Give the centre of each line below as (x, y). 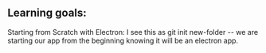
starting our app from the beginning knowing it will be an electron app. (123, 40)
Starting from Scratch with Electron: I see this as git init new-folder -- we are (133, 32)
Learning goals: (47, 13)
